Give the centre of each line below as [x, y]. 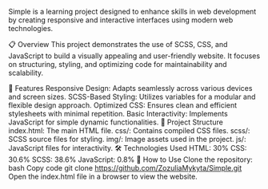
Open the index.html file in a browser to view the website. [103, 176]
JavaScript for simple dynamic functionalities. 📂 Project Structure [116, 122]
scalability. [26, 73]
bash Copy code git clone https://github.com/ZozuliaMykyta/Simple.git [125, 168]
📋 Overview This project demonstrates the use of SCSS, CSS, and [118, 44]
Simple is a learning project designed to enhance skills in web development [132, 12]
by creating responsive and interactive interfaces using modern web [121, 20]
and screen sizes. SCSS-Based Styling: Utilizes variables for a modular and [132, 96]
